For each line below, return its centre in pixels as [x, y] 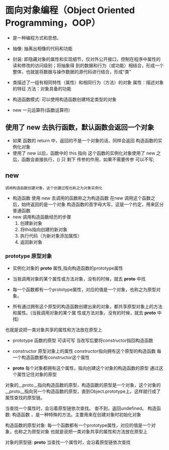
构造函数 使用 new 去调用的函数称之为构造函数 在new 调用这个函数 [81, 198]
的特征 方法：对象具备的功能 [42, 88]
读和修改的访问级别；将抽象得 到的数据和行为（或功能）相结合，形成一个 [88, 65]
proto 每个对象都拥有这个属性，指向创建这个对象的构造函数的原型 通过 [86, 368]
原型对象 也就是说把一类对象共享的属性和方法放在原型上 [89, 431]
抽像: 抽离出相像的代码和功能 [43, 48]
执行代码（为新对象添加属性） [51, 236]
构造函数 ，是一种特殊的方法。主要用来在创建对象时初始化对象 [76, 414]
